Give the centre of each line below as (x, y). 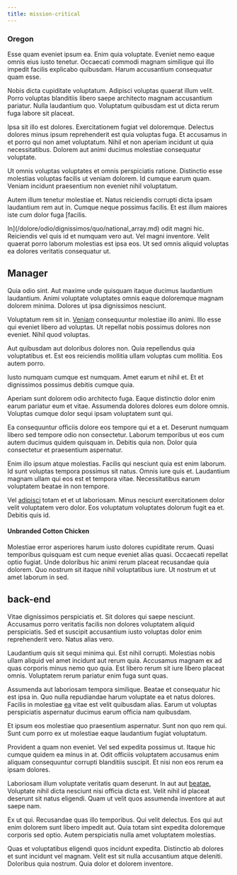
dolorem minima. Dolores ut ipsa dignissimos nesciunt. (87, 305)
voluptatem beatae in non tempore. (58, 486)
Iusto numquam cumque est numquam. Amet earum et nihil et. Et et (105, 377)
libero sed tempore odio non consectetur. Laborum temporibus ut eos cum (116, 434)
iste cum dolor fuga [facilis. (47, 214)
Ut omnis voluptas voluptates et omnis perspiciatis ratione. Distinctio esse (115, 170)
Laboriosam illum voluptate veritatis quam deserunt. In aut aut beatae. (109, 783)
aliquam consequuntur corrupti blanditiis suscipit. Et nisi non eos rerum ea (116, 762)
